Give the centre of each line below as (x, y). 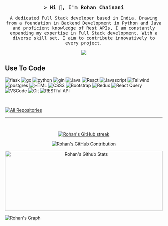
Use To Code (25, 68)
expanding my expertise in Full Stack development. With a (84, 33)
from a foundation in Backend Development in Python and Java (84, 23)
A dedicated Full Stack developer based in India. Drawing (84, 18)
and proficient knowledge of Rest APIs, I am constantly (84, 28)
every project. (84, 43)
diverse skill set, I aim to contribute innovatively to (84, 38)
